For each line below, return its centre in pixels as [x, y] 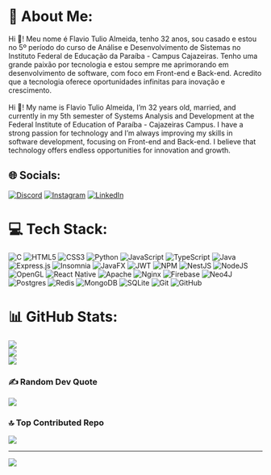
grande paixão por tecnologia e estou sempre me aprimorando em [119, 65]
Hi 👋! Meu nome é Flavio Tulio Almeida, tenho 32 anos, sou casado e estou [133, 39]
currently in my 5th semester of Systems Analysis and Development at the [131, 115]
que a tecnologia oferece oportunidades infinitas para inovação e [117, 81]
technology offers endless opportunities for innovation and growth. [120, 150]
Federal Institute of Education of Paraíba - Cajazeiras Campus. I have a [126, 124]
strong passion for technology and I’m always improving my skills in [121, 133]
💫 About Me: [51, 17]
